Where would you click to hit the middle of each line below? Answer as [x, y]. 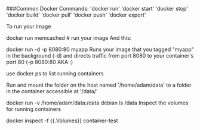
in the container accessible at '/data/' [52, 91]
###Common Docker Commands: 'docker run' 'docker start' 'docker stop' [97, 9]
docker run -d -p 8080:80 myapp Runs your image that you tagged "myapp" [100, 49]
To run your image [29, 26]
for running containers [34, 109]
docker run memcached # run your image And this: [69, 38]
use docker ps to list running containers [55, 73]
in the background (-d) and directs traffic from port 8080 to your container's [100, 56]
